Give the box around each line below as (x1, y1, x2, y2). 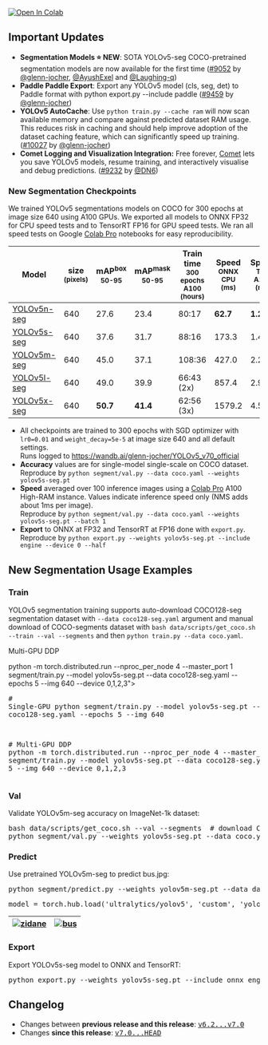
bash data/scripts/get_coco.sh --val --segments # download (8, 824, 253, 833)
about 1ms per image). (19, 501, 93, 510)
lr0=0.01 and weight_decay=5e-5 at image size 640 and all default (19, 434, 235, 444)
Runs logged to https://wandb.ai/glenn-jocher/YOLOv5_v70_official (19, 451, 239, 461)
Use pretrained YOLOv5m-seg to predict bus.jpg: (8, 869, 170, 879)
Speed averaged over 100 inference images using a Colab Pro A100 (19, 484, 242, 493)
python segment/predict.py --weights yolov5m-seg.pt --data (8, 885, 249, 894)
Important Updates (8, 30, 104, 44)
